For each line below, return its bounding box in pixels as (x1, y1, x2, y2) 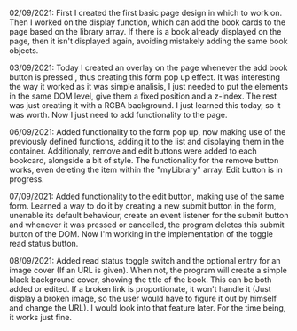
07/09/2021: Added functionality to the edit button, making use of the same (9, 191, 285, 201)
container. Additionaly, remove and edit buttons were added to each (9, 146, 257, 156)
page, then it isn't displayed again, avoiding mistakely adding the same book (9, 35, 288, 46)
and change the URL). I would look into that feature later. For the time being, (9, 303, 286, 313)
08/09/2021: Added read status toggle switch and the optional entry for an (9, 256, 281, 265)
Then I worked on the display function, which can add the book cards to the (9, 17, 286, 28)
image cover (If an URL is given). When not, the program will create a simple (9, 265, 288, 275)
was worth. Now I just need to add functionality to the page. (9, 110, 228, 120)
